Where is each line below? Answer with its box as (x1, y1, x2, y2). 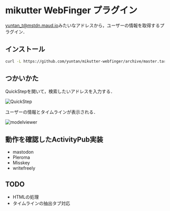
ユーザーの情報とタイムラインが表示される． (5, 109, 98, 115)
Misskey (12, 160, 30, 166)
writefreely (12, 165, 35, 171)
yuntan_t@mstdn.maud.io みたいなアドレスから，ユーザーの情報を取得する (5, 22, 160, 28)
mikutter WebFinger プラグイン (5, 5, 138, 16)
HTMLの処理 (12, 194, 39, 200)
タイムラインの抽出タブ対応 (12, 200, 70, 206)
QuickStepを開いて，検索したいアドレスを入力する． (5, 88, 115, 94)
